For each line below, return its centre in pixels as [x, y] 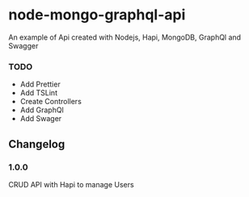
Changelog [37, 144]
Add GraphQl [42, 110]
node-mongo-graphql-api [97, 15]
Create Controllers [51, 102]
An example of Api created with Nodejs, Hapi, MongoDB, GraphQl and [124, 37]
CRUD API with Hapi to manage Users [72, 184]
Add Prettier [40, 84]
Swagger [23, 45]
